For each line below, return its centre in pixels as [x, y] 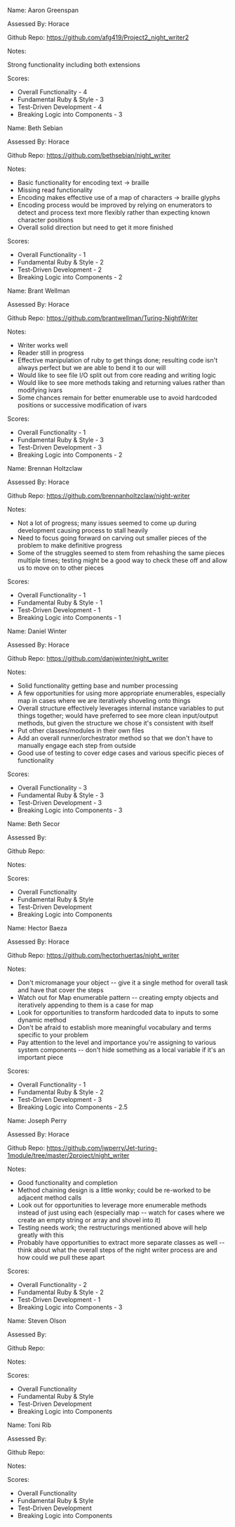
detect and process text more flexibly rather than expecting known [114, 213]
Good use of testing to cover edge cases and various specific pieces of [121, 753]
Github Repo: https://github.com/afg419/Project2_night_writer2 [98, 37]
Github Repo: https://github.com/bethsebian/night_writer [89, 155]
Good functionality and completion [67, 1183]
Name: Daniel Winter [37, 631]
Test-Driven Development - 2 [60, 270]
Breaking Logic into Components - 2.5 [73, 1107]
